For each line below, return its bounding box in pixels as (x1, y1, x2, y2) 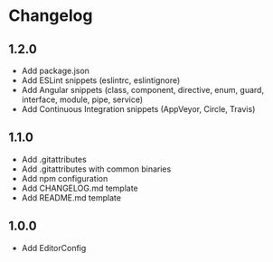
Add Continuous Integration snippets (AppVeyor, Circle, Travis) (21, 104, 256, 114)
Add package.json (21, 65, 89, 76)
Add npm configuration (21, 173, 108, 183)
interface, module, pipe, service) (21, 94, 144, 105)
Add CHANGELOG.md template (21, 182, 139, 193)
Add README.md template (21, 192, 121, 203)
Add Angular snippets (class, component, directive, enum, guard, (21, 85, 264, 95)
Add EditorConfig (21, 242, 87, 253)
